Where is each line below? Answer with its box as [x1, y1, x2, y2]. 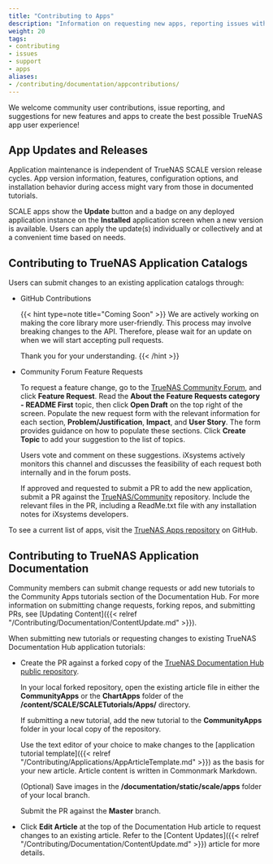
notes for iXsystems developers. [19, 510, 128, 520]
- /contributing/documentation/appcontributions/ [8, 80, 180, 88]
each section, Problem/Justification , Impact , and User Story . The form [19, 417, 262, 428]
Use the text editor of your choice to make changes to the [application [19, 739, 255, 749]
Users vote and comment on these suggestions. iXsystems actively [19, 450, 245, 460]
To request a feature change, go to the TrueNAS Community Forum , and [19, 383, 262, 393]
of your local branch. [19, 790, 91, 800]
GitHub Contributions [19, 294, 92, 304]
